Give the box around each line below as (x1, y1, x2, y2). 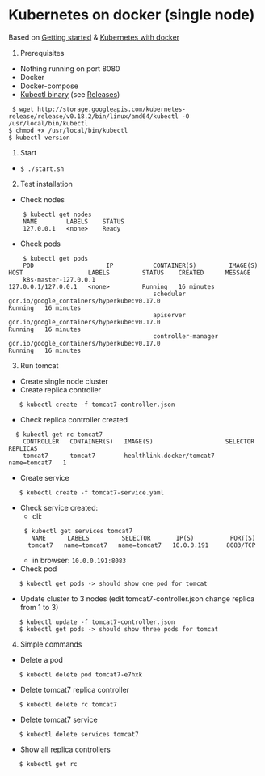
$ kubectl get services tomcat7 (23, 527, 133, 535)
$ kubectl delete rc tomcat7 (19, 700, 117, 709)
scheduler (153, 290, 186, 298)
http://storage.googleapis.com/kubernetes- (37, 105, 186, 113)
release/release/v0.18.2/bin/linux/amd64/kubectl (8, 112, 179, 121)
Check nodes (19, 194, 65, 204)
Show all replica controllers (19, 744, 111, 754)
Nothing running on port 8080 (19, 63, 120, 74)
